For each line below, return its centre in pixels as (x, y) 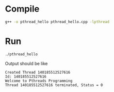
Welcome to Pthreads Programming (39, 81)
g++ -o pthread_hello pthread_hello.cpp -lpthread (57, 22)
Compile (22, 9)
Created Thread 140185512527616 (38, 72)
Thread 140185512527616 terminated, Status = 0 (54, 85)
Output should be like (26, 63)
